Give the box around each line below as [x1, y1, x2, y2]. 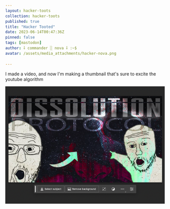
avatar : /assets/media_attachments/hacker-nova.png [5, 51, 116, 56]
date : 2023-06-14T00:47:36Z [5, 29, 65, 35]
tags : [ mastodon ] [5, 40, 42, 46]
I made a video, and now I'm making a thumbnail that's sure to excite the [5, 71, 156, 77]
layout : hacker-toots [5, 8, 51, 13]
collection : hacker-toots [5, 13, 60, 19]
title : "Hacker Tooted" [5, 24, 56, 29]
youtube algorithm [5, 76, 44, 82]
